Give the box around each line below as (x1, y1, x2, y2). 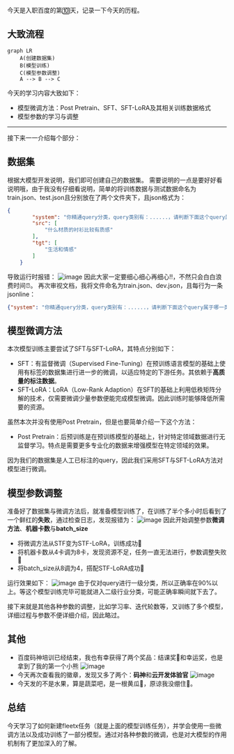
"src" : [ (32, 220, 58, 227)
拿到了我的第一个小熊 (17, 661, 79, 670)
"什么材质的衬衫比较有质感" (44, 226, 114, 233)
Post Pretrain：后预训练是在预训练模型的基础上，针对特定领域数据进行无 (17, 433, 226, 441)
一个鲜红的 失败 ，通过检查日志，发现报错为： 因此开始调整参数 (7, 516, 212, 524)
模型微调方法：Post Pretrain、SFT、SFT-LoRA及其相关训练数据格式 (17, 103, 211, 111)
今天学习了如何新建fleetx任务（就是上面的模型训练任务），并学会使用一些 (7, 721, 216, 730)
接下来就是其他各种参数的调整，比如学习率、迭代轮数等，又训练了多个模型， (7, 602, 227, 610)
